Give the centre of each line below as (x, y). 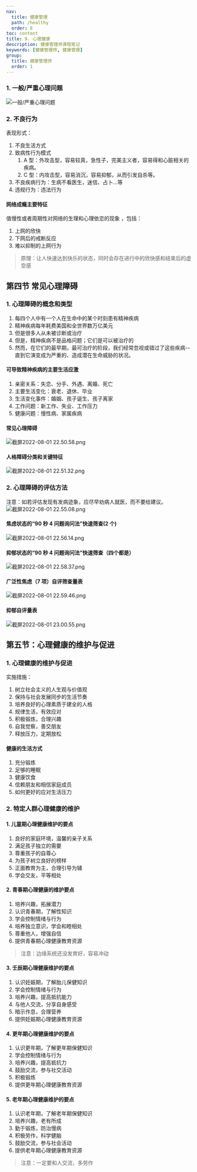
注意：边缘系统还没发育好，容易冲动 (65, 953)
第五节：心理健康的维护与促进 (60, 644)
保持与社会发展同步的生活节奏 (51, 697)
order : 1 (22, 66)
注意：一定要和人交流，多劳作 (57, 1163)
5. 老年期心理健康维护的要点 (40, 1099)
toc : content (22, 34)
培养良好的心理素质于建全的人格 (53, 704)
